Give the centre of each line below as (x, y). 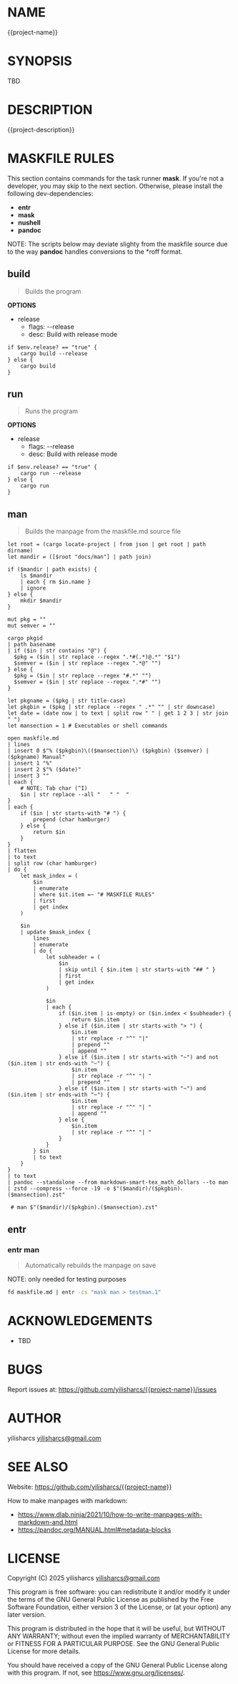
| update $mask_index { (56, 932)
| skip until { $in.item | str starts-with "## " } (137, 970)
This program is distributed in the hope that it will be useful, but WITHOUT (116, 1629)
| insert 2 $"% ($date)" (44, 770)
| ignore (33, 588)
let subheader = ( (73, 957)
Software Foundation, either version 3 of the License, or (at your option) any (119, 1607)
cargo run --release (51, 474)
